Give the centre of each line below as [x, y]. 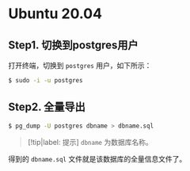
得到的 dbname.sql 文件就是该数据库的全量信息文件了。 [97, 158]
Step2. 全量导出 [47, 107]
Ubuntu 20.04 [55, 14]
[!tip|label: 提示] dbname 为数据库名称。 [90, 142]
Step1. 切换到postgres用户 [73, 45]
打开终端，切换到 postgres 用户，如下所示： [80, 65]
